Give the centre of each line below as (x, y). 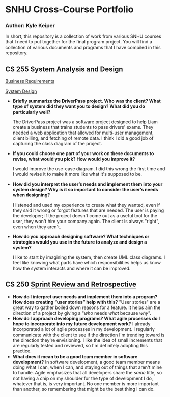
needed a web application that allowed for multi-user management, (83, 133)
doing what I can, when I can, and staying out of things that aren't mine (87, 367)
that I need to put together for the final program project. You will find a (79, 42)
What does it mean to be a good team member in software (75, 357)
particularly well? (32, 112)
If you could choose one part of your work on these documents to (83, 153)
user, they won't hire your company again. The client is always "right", (86, 222)
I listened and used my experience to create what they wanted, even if (86, 205)
